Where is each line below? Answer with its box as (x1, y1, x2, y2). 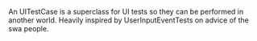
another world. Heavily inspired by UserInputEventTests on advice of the (8, 15, 250, 25)
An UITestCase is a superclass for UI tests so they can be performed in (8, 7, 244, 16)
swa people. (8, 24, 49, 33)
